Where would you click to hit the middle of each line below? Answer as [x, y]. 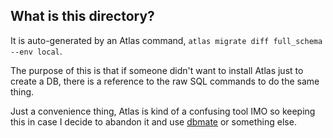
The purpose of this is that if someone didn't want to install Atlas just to [157, 70]
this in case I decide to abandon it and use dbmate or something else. [153, 121]
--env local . [36, 51]
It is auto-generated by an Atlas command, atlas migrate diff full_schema [166, 40]
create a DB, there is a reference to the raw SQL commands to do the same [165, 81]
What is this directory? [82, 16]
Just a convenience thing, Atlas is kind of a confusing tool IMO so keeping [163, 111]
